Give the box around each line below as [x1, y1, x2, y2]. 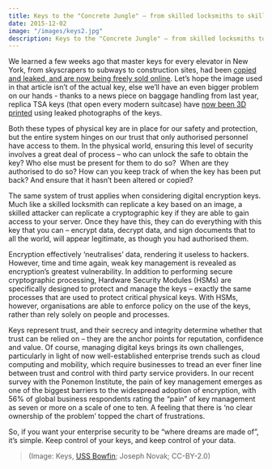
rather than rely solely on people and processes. [8, 310, 170, 319]
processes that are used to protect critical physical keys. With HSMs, [8, 293, 239, 302]
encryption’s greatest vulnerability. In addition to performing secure [8, 267, 233, 277]
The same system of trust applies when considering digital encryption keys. [8, 191, 261, 201]
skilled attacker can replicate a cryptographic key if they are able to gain [8, 208, 249, 218]
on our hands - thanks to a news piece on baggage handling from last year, [8, 91, 259, 101]
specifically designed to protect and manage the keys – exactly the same [8, 284, 252, 294]
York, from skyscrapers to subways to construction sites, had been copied [8, 65, 257, 75]
